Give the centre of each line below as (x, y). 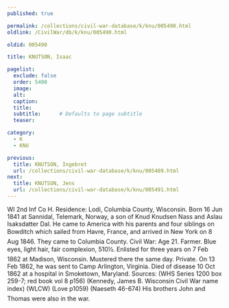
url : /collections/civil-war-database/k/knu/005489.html (96, 171)
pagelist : (21, 69)
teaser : (24, 121)
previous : (21, 158)
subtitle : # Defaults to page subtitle (78, 114)
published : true (30, 13)
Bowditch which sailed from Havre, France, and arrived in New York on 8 (110, 231)
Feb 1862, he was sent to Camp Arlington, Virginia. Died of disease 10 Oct (111, 266)
